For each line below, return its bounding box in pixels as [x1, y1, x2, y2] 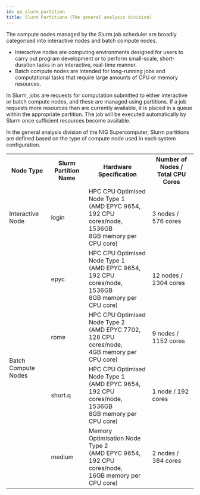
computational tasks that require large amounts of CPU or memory [14, 74, 179, 81]
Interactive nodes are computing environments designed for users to [14, 48, 183, 55]
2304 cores [152, 278, 186, 287]
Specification [98, 170, 137, 178]
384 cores [152, 456, 182, 465]
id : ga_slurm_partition [6, 8, 65, 15]
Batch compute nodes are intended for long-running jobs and [14, 67, 165, 74]
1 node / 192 [152, 387, 189, 396]
